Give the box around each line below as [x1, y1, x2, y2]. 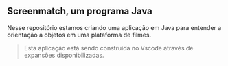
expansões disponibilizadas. [23, 51, 104, 59]
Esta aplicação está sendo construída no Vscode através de [23, 44, 194, 52]
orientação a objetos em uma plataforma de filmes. [7, 31, 152, 39]
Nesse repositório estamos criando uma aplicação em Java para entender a [7, 23, 222, 31]
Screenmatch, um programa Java [7, 5, 152, 17]
